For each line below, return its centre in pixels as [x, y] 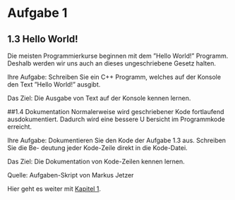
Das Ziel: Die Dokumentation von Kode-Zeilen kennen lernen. [96, 161]
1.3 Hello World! [43, 39]
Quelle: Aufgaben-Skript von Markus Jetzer [71, 175]
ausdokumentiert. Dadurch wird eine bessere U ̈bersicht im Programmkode [116, 119]
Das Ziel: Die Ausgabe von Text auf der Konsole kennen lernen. [99, 98]
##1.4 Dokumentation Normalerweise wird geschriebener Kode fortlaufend [116, 112]
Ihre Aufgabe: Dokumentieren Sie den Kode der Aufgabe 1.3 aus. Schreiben [117, 140]
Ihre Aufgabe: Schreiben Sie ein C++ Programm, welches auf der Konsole [114, 77]
